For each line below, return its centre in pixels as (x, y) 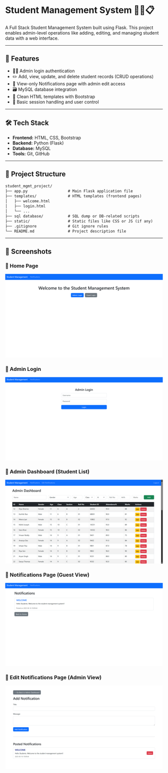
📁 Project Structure (35, 174)
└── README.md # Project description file (66, 231)
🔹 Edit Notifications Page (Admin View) (53, 677)
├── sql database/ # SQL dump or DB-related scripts (72, 216)
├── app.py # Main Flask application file (69, 191)
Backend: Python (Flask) (38, 143)
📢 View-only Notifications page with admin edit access (69, 83)
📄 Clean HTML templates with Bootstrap (54, 96)
